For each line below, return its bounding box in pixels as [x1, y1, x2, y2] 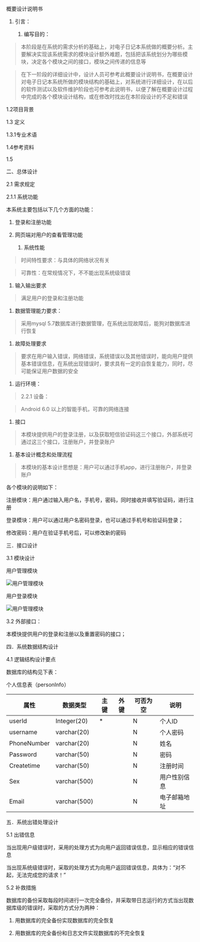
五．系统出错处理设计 [6, 819, 58, 825]
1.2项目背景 [6, 106, 35, 113]
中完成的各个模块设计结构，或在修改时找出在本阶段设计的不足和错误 [20, 93, 188, 100]
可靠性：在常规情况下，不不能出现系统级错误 [20, 269, 131, 276]
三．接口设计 [6, 542, 37, 549]
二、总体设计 [6, 168, 37, 175]
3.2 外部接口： [6, 618, 42, 624]
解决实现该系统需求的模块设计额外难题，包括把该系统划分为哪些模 [26, 51, 188, 58]
